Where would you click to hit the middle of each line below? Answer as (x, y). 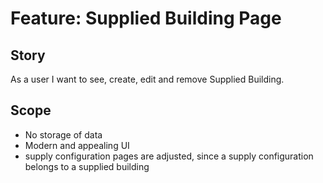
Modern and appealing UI (77, 145)
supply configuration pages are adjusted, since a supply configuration (169, 156)
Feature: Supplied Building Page (146, 18)
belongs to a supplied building (87, 166)
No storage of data (63, 134)
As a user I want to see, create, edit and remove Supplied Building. (147, 79)
